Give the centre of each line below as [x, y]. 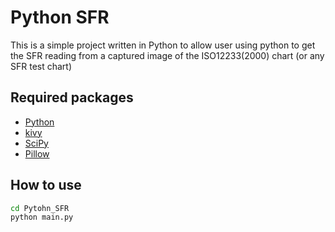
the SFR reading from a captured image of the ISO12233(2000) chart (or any [167, 55]
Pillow [37, 153]
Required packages [72, 97]
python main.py [42, 217]
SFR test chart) [41, 66]
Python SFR [60, 17]
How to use [46, 185]
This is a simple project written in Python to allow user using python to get [163, 45]
